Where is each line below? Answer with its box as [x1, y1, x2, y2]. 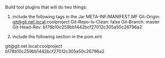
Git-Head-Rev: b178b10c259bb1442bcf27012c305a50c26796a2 [12, 24, 142, 30]
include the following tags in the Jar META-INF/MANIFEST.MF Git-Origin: [12, 14, 160, 19]
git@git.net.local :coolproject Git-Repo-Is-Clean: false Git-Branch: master [12, 19, 160, 25]
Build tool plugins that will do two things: [5, 4, 87, 10]
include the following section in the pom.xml [12, 34, 102, 39]
